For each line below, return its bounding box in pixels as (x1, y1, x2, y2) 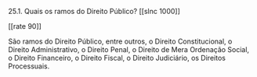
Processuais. (8, 61, 50, 71)
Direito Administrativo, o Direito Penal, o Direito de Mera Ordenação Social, (8, 45, 249, 54)
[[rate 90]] (8, 22, 42, 30)
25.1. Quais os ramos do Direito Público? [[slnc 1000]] (8, 7, 180, 16)
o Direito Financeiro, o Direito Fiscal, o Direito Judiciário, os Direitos (8, 54, 226, 62)
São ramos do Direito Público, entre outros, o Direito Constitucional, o (8, 37, 233, 46)
